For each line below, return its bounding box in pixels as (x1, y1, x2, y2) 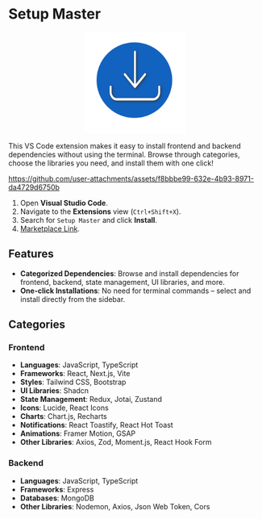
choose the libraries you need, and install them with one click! (8, 158, 214, 168)
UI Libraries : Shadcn (19, 386, 89, 396)
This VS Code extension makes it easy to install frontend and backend (8, 140, 242, 150)
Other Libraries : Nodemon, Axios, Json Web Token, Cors (19, 501, 210, 511)
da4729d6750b (8, 182, 60, 192)
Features (8, 247, 54, 261)
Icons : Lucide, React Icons (19, 403, 109, 412)
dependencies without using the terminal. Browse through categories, (8, 149, 240, 159)
